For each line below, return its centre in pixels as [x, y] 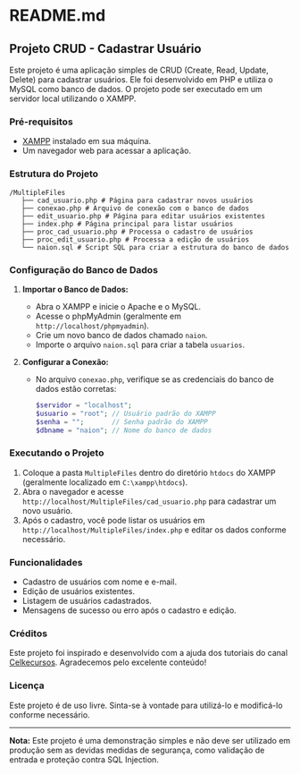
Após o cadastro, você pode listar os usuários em [113, 520]
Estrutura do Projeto [54, 174]
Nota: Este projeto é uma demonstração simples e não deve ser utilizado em [150, 740]
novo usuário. [47, 510]
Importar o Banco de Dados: [75, 289]
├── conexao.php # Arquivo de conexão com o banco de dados [135, 208]
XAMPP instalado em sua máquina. [87, 141]
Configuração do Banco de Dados [84, 269]
